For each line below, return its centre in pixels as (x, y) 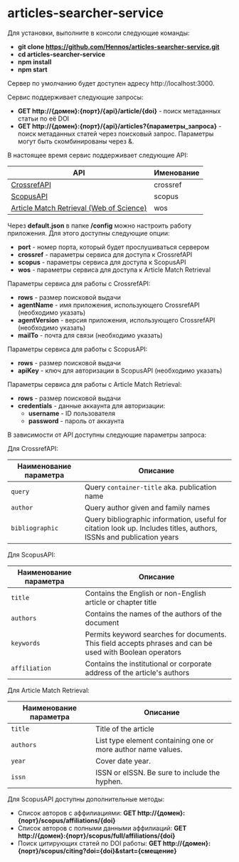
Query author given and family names (147, 507)
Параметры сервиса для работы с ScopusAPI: (78, 349)
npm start (32, 69)
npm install (34, 61)
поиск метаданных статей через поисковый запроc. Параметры (116, 133)
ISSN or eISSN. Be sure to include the (158, 772)
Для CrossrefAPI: (33, 448)
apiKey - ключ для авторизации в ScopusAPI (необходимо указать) (120, 370)
